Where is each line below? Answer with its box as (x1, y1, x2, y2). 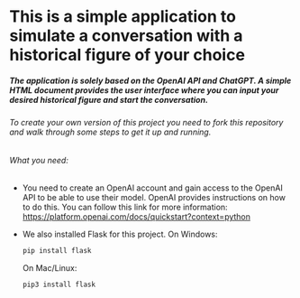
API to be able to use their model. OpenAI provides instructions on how (22, 192, 286, 203)
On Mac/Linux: (22, 263, 77, 274)
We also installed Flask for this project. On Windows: (22, 228, 218, 240)
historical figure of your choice (9, 45, 246, 65)
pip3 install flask (22, 280, 96, 290)
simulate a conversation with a (9, 25, 243, 46)
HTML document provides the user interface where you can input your (9, 84, 279, 96)
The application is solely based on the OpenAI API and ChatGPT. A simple (9, 75, 292, 86)
